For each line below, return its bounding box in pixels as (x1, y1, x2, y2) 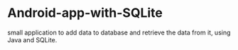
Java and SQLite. (7, 35, 58, 44)
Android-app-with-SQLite (7, 5, 163, 21)
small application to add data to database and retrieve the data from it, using (7, 28, 231, 37)
